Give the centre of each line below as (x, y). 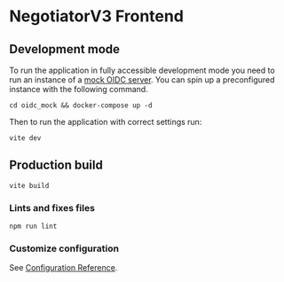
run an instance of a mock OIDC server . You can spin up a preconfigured (142, 80)
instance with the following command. (79, 89)
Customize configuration (64, 248)
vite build (29, 185)
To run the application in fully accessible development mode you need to (142, 70)
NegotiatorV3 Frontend (97, 16)
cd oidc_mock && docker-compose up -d (81, 106)
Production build (56, 165)
